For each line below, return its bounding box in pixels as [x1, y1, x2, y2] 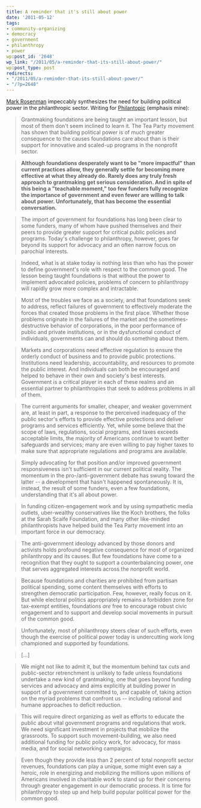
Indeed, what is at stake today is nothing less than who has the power [20, 260, 194, 266]
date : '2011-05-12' [6, 14, 55, 20]
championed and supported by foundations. [20, 640, 130, 646]
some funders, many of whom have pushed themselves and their [20, 222, 182, 229]
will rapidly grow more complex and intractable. [20, 285, 139, 292]
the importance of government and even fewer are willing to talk [20, 192, 185, 198]
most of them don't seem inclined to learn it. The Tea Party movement [20, 123, 194, 129]
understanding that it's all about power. [20, 491, 118, 498]
